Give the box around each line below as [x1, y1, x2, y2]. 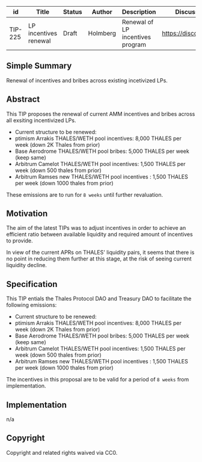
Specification [6, 279, 58, 289]
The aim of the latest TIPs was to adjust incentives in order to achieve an [6, 224, 186, 232]
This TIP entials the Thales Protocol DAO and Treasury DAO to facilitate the [6, 295, 192, 303]
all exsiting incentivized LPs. [6, 117, 76, 124]
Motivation [6, 209, 48, 219]
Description [121, 8, 156, 16]
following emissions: [6, 301, 57, 309]
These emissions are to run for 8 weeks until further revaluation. [6, 191, 164, 198]
